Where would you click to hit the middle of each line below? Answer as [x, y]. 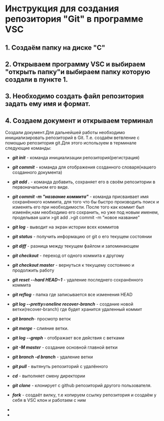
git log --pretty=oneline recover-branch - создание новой [73, 304]
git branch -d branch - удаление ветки [53, 357]
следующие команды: [28, 148]
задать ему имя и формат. [48, 104]
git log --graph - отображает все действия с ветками [68, 338]
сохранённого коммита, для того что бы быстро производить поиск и [85, 202]
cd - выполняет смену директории [49, 376]
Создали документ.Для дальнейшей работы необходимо [65, 133]
